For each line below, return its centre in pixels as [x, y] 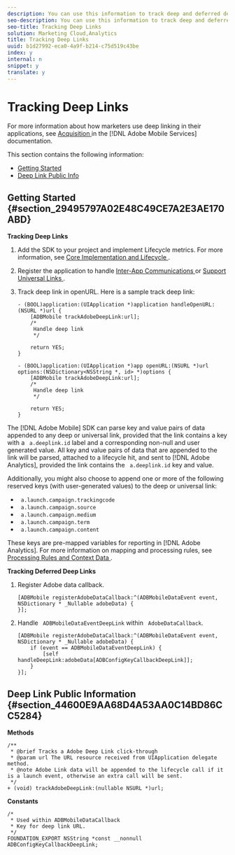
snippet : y [23, 66]
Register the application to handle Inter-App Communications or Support [122, 271]
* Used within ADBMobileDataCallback [65, 820]
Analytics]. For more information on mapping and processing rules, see [109, 551]
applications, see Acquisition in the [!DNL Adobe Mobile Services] [102, 134]
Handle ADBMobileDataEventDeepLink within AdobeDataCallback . [110, 623]
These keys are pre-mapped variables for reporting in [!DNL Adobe [104, 543]
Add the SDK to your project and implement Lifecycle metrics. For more [120, 250]
